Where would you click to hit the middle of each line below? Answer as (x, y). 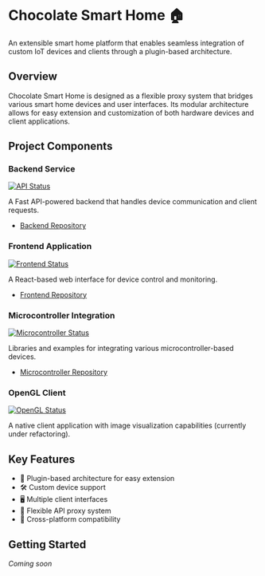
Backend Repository (53, 226)
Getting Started (47, 544)
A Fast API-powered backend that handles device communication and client (132, 202)
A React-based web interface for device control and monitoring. (113, 279)
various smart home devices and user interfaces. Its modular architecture (129, 104)
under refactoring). (39, 434)
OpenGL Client (37, 393)
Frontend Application (50, 247)
